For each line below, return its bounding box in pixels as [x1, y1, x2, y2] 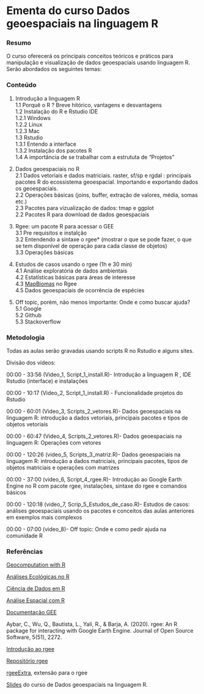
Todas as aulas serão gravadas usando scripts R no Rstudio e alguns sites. [6, 347, 194, 355]
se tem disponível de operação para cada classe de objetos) [15, 242, 168, 249]
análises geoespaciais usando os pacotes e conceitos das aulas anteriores [6, 507, 194, 515]
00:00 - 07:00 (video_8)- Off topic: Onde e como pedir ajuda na [6, 526, 167, 533]
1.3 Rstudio [15, 134, 43, 141]
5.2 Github [15, 311, 42, 319]
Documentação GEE [6, 609, 57, 616]
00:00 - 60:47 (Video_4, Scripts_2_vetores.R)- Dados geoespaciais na [6, 432, 182, 440]
